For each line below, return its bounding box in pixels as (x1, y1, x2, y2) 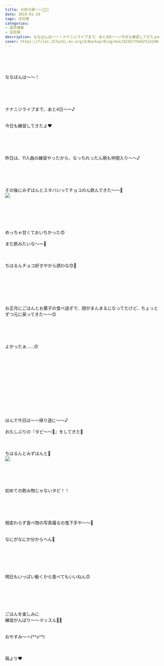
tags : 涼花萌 (5, 16, 29, 21)
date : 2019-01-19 (5, 12, 41, 17)
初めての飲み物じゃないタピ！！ (5, 487, 69, 493)
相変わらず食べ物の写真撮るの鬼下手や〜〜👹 (5, 519, 94, 525)
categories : (5, 21, 29, 26)
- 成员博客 (5, 26, 24, 30)
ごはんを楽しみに (5, 611, 40, 617)
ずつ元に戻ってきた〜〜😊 (5, 311, 57, 317)
